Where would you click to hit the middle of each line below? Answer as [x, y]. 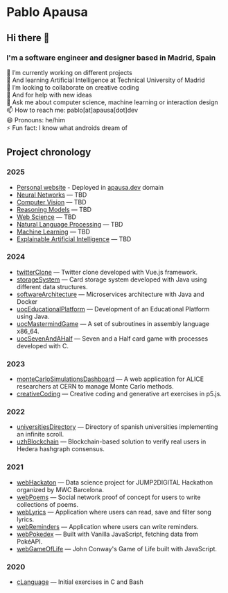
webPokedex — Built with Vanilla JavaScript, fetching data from [107, 534]
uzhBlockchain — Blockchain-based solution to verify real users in [111, 441]
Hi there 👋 [28, 38]
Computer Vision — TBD [52, 202]
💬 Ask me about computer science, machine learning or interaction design [113, 102]
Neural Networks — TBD [52, 195]
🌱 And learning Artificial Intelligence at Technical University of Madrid [106, 80]
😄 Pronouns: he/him [36, 120]
